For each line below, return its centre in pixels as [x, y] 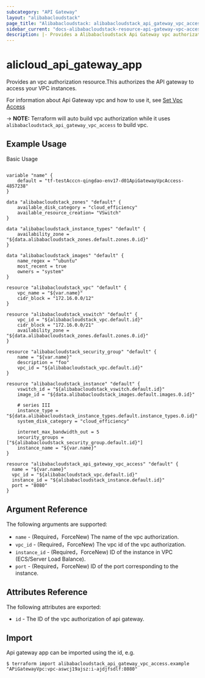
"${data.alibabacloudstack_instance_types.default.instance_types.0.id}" [102, 416]
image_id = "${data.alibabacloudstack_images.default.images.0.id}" [106, 395]
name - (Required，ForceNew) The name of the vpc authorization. [97, 537]
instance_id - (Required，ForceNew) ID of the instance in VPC [94, 552]
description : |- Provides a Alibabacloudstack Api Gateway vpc [88, 35]
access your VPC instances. [42, 89]
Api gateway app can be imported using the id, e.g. [70, 653]
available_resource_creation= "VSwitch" [69, 213]
